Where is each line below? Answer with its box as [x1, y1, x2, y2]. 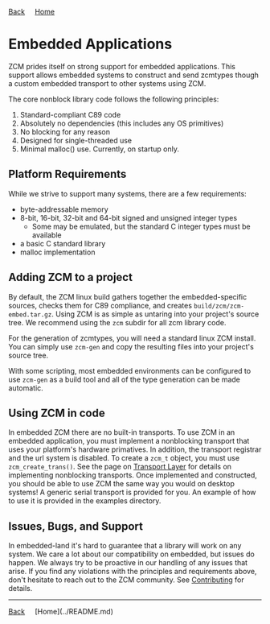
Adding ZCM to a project [8, 271, 133, 284]
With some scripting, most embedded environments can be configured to [8, 366, 252, 375]
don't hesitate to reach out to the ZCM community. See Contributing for [8, 575, 244, 585]
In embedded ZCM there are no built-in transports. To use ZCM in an [8, 428, 235, 437]
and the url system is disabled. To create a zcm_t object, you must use [8, 453, 239, 463]
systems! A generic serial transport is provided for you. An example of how [8, 487, 256, 498]
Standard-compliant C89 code [19, 110, 121, 119]
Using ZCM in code [8, 406, 106, 419]
